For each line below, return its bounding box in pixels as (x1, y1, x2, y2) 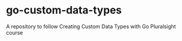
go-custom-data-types (6, 4, 122, 17)
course (6, 29, 23, 36)
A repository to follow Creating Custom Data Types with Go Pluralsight (6, 23, 176, 30)
